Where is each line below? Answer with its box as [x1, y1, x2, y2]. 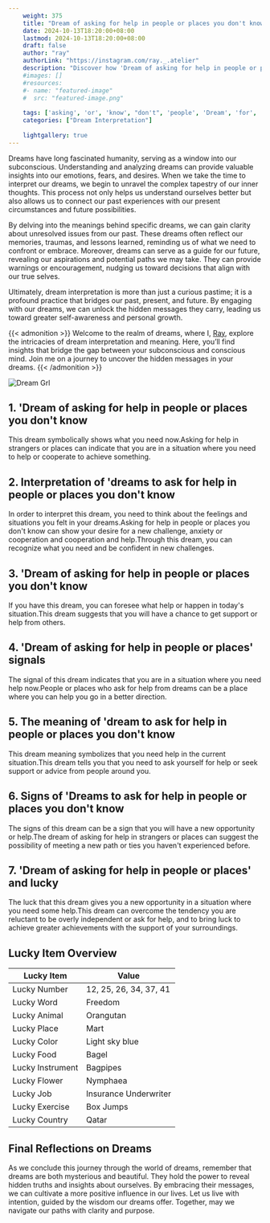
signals [8, 653, 46, 667]
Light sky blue [85, 1036, 139, 1047]
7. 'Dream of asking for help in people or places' [8, 863, 252, 877]
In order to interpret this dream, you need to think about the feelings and [8, 509, 247, 519]
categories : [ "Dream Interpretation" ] [22, 117, 153, 125]
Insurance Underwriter [85, 1088, 171, 1099]
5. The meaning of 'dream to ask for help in [8, 715, 227, 729]
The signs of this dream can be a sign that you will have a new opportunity [8, 823, 256, 832]
